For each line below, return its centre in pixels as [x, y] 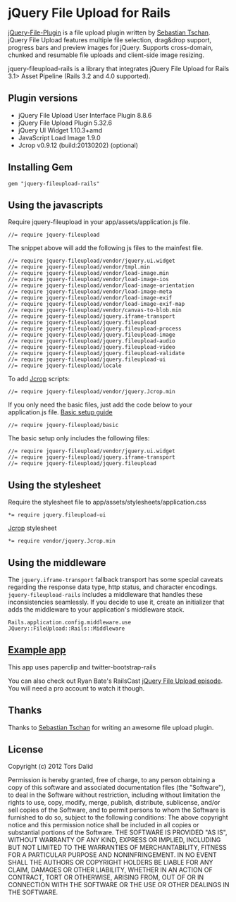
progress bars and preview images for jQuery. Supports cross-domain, [111, 47]
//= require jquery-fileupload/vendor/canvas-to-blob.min [95, 310]
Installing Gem [41, 167]
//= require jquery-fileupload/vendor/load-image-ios [89, 280]
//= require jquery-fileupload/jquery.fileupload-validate [97, 354]
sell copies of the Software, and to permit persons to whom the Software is [117, 810]
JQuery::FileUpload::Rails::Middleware [67, 629]
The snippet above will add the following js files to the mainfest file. [106, 248]
